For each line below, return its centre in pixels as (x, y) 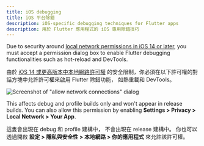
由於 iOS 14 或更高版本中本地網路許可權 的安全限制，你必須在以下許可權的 (100, 72)
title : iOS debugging (34, 12)
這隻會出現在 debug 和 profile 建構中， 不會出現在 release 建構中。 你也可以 (102, 130)
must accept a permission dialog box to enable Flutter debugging (88, 53)
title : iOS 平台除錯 (31, 18)
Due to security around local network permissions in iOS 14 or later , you (97, 46)
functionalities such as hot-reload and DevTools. (67, 59)
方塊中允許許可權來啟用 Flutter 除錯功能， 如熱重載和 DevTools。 (93, 79)
